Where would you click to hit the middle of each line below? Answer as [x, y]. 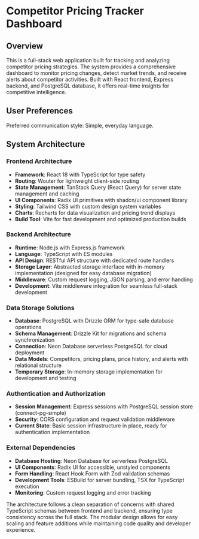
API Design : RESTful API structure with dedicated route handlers [94, 260]
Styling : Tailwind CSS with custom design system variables [88, 206]
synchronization [35, 340]
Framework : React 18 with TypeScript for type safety [80, 174]
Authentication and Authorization [56, 394]
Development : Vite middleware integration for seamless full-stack [96, 285]
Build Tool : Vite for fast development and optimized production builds [100, 219]
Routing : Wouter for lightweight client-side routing [77, 180]
